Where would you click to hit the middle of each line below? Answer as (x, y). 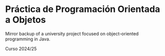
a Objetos (26, 20)
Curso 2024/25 (21, 48)
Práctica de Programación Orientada (83, 9)
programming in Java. (28, 39)
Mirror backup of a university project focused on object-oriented (72, 33)
